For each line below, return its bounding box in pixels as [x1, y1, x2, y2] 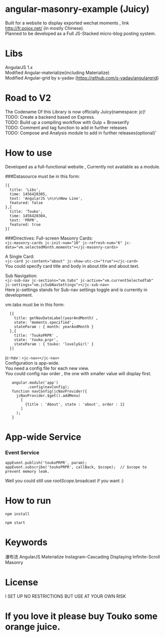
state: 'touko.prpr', [14, 337, 58, 342]
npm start [5, 520, 26, 525]
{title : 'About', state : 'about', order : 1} [25, 401, 125, 407]
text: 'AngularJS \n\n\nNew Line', [9, 196, 83, 201]
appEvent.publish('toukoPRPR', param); [5, 461, 87, 466]
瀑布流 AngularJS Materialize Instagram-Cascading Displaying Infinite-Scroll [5, 554, 161, 560]
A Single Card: [5, 253, 35, 259]
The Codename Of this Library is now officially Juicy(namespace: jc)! [5, 108, 146, 115]
